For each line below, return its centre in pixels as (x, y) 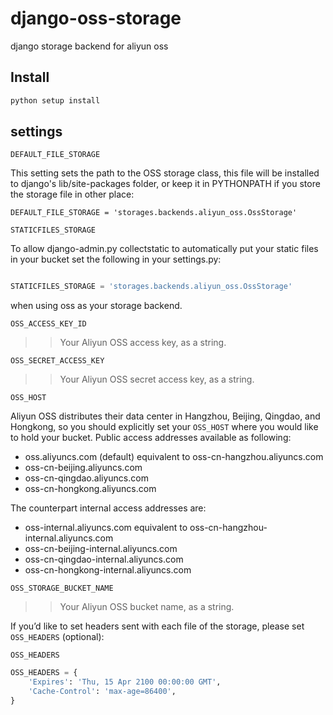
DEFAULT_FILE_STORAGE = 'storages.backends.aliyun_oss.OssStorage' (154, 213)
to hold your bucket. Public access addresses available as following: (151, 438)
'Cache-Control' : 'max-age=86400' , (102, 692)
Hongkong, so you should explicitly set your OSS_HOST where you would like (164, 427)
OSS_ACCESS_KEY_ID (48, 324)
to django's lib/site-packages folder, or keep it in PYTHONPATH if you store (165, 184)
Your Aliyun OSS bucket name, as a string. (147, 607)
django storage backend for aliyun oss (89, 46)
